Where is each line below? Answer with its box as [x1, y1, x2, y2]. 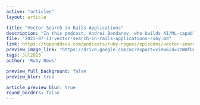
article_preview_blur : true [6, 84, 76, 90]
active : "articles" [6, 8, 55, 15]
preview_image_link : [6, 47, 58, 53]
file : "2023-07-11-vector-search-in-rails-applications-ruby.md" [6, 36, 171, 42]
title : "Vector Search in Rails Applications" [6, 25, 124, 31]
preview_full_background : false [6, 68, 86, 74]
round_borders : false [6, 90, 60, 96]
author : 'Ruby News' [6, 57, 58, 64]
